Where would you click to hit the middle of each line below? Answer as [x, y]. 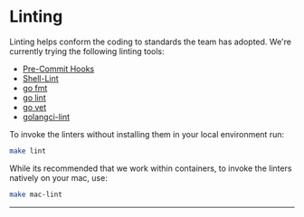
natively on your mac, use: [59, 177]
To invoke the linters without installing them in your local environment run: [147, 134]
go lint [34, 98]
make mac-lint [36, 194]
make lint [28, 151]
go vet [34, 107]
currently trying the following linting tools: [87, 51]
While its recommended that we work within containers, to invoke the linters [151, 168]
